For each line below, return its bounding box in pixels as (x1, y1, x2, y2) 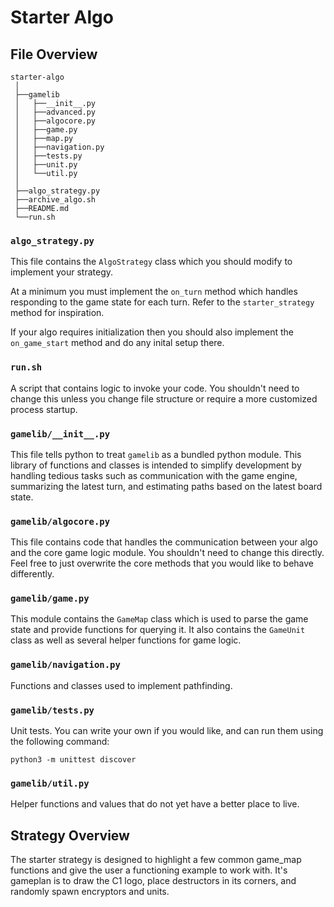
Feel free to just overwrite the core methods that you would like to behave (10, 557, 314, 570)
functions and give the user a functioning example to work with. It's (10, 864, 288, 876)
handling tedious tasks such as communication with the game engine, (10, 469, 298, 481)
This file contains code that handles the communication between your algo (10, 536, 318, 548)
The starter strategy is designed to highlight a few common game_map (10, 854, 302, 866)
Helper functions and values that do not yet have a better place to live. (10, 798, 300, 810)
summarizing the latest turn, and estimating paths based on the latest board (10, 480, 323, 492)
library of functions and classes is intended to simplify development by (10, 459, 302, 471)
